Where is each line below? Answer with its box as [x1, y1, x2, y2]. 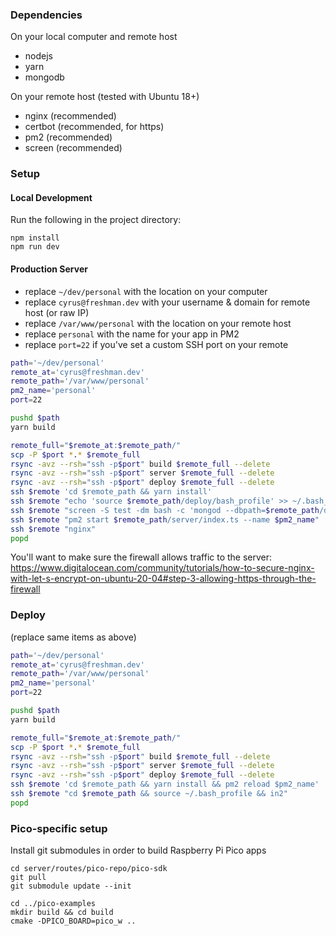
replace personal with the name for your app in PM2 [24, 328, 240, 340]
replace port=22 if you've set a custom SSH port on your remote [24, 338, 289, 350]
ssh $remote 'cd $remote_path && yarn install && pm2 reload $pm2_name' [10, 779, 320, 790]
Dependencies [10, 8, 83, 22]
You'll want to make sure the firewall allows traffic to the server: [10, 551, 273, 563]
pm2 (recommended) [24, 131, 113, 143]
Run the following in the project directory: [10, 214, 182, 226]
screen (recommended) [24, 142, 123, 154]
